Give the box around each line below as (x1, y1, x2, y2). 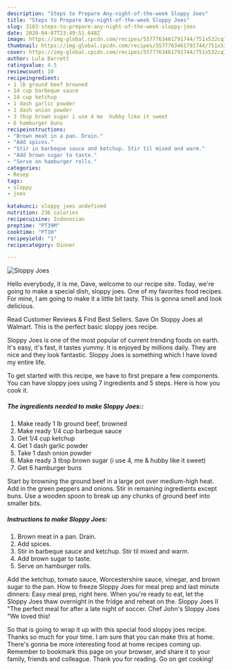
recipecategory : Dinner (7, 242, 76, 248)
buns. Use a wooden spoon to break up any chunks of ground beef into (7, 492, 211, 500)
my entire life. (7, 358, 46, 367)
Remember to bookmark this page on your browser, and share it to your (7, 648, 211, 656)
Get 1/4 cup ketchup (17, 434, 75, 443)
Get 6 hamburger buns (17, 464, 82, 472)
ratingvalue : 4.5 (7, 62, 57, 69)
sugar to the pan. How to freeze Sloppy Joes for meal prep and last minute (7, 583, 220, 591)
